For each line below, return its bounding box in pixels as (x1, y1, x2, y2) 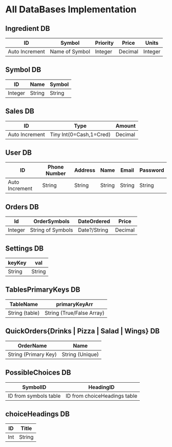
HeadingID (88, 383, 115, 390)
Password (139, 167, 164, 174)
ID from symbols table (8, 392, 61, 399)
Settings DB (5, 244, 44, 253)
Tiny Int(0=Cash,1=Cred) (50, 131, 111, 138)
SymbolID (22, 383, 47, 390)
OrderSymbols (33, 218, 70, 225)
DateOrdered (78, 218, 111, 225)
